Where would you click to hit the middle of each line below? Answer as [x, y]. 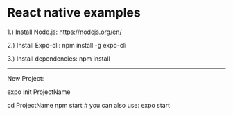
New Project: [26, 78]
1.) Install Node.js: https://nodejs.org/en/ [65, 32]
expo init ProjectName [39, 92]
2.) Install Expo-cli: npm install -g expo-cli [67, 45]
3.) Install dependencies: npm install [59, 58]
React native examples [74, 13]
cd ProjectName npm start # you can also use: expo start [89, 105]
